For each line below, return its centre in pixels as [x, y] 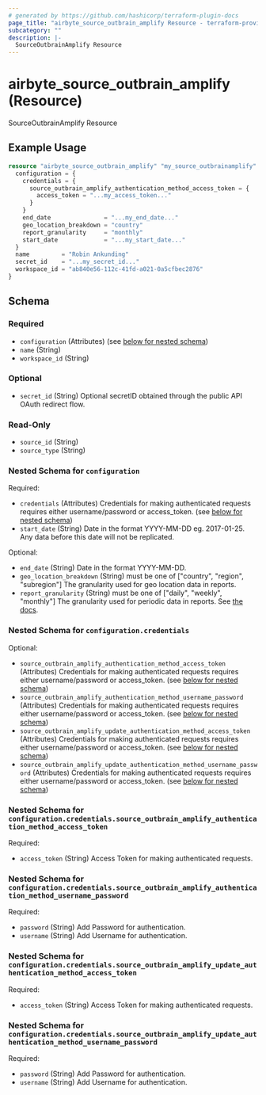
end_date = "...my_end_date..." [101, 218]
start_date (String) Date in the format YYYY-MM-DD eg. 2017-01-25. [132, 528]
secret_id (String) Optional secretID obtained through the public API [131, 395]
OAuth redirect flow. [52, 404]
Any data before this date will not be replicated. [97, 537]
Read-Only [30, 425]
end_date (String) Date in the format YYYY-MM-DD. [103, 568]
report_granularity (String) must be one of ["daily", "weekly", [121, 593]
